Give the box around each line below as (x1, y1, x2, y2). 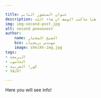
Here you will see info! (5, 87, 52, 93)
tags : (5, 49, 17, 55)
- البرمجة (5, 54, 26, 59)
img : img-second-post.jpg (5, 21, 60, 26)
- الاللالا (5, 69, 22, 74)
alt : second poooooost (5, 26, 53, 31)
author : (5, 31, 22, 36)
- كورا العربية (5, 64, 38, 69)
